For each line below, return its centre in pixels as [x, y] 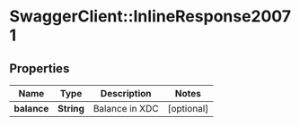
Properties [40, 68]
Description [126, 93]
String [71, 109]
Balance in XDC [126, 109]
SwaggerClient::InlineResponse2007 [150, 17]
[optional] [188, 109]
